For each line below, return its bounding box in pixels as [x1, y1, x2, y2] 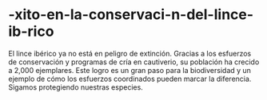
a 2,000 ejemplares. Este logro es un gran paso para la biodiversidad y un [8, 65, 252, 75]
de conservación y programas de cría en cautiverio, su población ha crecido [8, 57, 260, 67]
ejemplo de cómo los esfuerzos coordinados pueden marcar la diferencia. [8, 74, 252, 83]
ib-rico [8, 22, 54, 40]
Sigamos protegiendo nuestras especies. [8, 82, 144, 92]
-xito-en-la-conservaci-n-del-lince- [8, 6, 254, 24]
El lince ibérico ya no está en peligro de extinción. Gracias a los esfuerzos [8, 48, 252, 58]
